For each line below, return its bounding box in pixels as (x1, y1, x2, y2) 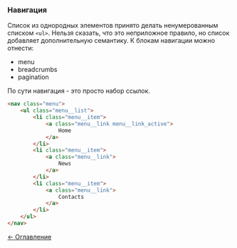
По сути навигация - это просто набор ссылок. (7, 87, 151, 95)
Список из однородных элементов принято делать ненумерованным (7, 21, 218, 30)
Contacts (58, 193, 84, 200)
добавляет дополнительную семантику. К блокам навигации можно (7, 36, 216, 45)
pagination (17, 73, 50, 81)
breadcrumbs (17, 66, 58, 74)
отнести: (7, 44, 34, 53)
